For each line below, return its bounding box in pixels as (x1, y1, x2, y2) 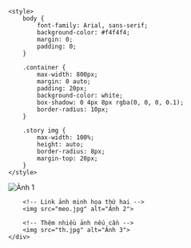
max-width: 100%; (37, 134, 94, 142)
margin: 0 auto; (37, 78, 91, 86)
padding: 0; (37, 42, 78, 50)
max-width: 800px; (37, 70, 98, 78)
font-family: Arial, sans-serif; (37, 22, 149, 30)
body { (22, 14, 45, 22)
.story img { (22, 126, 66, 134)
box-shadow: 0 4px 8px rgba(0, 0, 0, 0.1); (37, 98, 184, 106)
